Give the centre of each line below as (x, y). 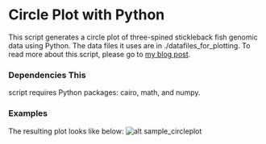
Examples (28, 113)
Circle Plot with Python (87, 15)
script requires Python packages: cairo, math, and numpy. (104, 93)
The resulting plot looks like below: (66, 131)
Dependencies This (47, 75)
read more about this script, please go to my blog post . (100, 54)
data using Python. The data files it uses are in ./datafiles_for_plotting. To (129, 45)
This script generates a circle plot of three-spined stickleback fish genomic (133, 37)
